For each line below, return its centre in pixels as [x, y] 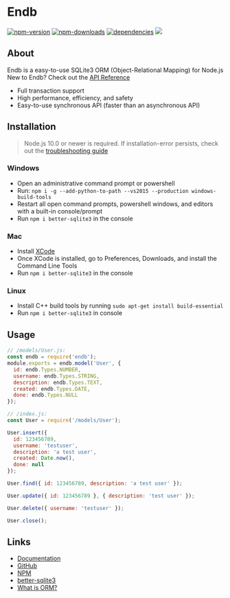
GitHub [27, 566]
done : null [29, 465]
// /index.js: [27, 414]
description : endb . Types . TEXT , [58, 382]
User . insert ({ [27, 433]
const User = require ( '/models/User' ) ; [64, 421]
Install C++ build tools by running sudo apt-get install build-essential [120, 306]
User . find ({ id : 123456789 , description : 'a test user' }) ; [95, 484]
